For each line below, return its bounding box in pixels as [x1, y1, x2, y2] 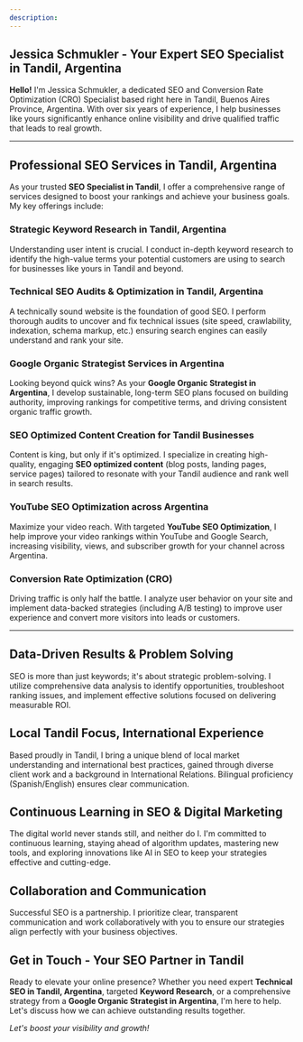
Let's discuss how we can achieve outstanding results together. [9, 1005, 246, 1016]
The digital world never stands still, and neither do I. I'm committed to [9, 828, 267, 839]
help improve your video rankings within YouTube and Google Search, [9, 530, 269, 541]
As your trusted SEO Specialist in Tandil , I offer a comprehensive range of [9, 181, 286, 192]
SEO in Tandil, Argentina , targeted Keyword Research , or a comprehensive [9, 986, 291, 997]
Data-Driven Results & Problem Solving [9, 647, 234, 662]
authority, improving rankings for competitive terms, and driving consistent [9, 397, 287, 408]
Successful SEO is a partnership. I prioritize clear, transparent [9, 908, 239, 918]
